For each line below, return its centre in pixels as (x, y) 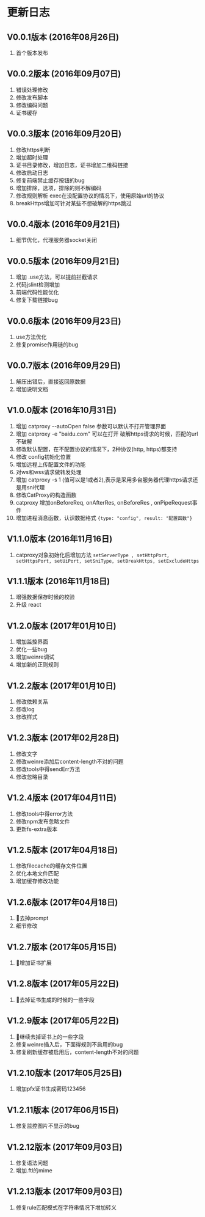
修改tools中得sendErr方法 (48, 769)
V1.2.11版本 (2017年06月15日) (63, 1110)
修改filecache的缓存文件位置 (52, 866)
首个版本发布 (32, 53)
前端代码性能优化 (37, 292)
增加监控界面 (32, 641)
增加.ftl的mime (34, 1171)
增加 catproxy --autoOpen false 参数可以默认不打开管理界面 (91, 426)
